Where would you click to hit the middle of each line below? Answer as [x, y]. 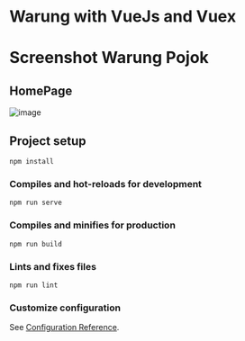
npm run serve [36, 203]
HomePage [41, 90]
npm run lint [34, 285]
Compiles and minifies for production [92, 225]
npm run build [36, 244]
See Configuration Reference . [64, 328]
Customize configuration [65, 308]
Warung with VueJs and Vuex [123, 17]
